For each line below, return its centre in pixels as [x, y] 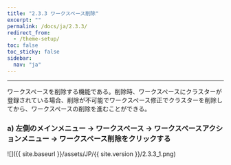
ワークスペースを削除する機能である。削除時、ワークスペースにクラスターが [114, 91]
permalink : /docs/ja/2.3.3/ [47, 26]
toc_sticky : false [33, 52]
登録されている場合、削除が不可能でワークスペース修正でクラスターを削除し [115, 100]
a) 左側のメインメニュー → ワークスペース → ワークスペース [105, 128]
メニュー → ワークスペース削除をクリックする [96, 138]
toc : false [23, 45]
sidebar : [20, 58]
